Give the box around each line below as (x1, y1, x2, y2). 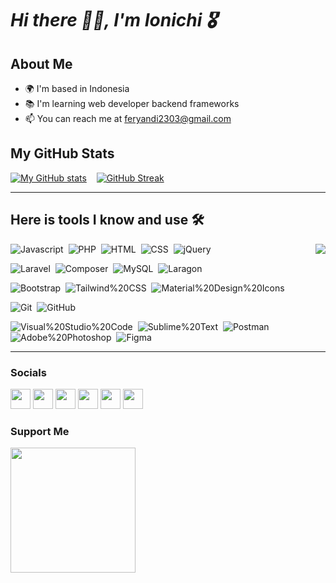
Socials (10, 365, 47, 379)
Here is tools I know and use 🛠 (10, 212, 205, 229)
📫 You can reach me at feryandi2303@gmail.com (24, 113, 232, 124)
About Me (10, 55, 73, 72)
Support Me (10, 424, 70, 438)
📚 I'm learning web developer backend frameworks (24, 98, 240, 109)
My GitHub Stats (10, 145, 115, 162)
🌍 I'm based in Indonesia (24, 83, 130, 94)
